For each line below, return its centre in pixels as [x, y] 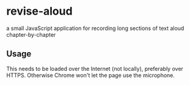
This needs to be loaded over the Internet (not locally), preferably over [95, 68]
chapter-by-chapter [31, 34]
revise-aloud [39, 11]
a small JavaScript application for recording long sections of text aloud [95, 28]
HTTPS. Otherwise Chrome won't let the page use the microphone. [91, 75]
